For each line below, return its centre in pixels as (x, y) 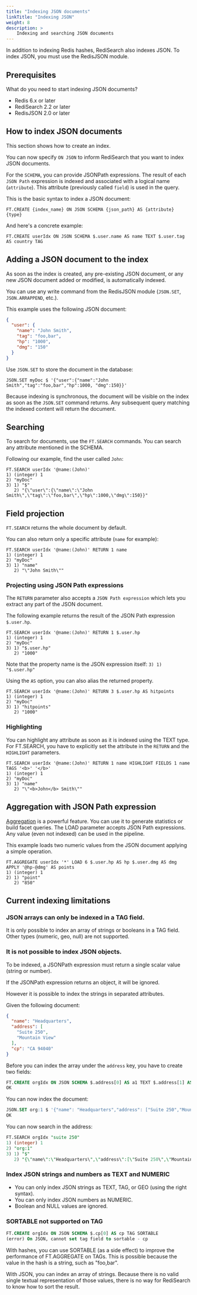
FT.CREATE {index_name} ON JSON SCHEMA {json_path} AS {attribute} (90, 210)
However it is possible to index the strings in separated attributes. (85, 994)
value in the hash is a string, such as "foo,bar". (62, 1263)
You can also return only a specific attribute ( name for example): (82, 539)
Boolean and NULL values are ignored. (61, 1206)
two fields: (19, 1071)
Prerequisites (31, 75)
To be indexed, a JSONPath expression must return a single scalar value (93, 964)
